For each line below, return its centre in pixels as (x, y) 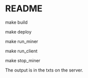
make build (16, 22)
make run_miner (22, 41)
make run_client (21, 51)
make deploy (18, 32)
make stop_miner (23, 60)
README (24, 9)
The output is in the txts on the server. (44, 70)
